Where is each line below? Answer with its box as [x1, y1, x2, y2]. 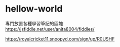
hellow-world [5, 3, 63, 15]
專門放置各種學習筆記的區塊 [5, 20, 63, 26]
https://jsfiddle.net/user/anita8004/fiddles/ [5, 26, 95, 32]
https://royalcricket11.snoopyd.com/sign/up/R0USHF [5, 36, 115, 42]
